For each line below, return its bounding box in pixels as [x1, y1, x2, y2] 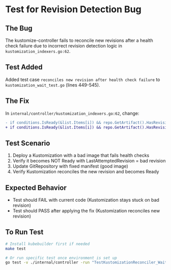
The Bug [5, 24, 33, 33]
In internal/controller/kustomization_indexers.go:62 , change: [5, 110, 139, 116]
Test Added [5, 63, 43, 72]
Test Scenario [5, 139, 50, 147]
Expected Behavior [5, 183, 67, 192]
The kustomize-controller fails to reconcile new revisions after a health [5, 37, 154, 43]
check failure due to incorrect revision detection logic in [5, 43, 122, 49]
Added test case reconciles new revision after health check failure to [5, 76, 160, 83]
